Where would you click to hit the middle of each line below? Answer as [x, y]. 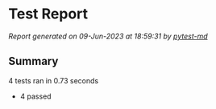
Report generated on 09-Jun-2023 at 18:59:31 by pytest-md [108, 36]
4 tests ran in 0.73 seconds [54, 80]
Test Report [48, 14]
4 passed [35, 96]
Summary [33, 61]
